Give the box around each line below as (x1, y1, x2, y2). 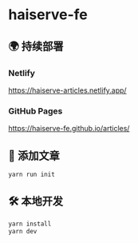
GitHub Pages (8, 106, 63, 117)
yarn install (8, 220, 52, 228)
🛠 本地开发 (8, 194, 64, 209)
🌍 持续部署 (8, 39, 64, 53)
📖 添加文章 (8, 149, 60, 162)
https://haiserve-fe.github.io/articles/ (8, 124, 130, 133)
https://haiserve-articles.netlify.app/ (8, 86, 127, 95)
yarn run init (8, 170, 56, 178)
